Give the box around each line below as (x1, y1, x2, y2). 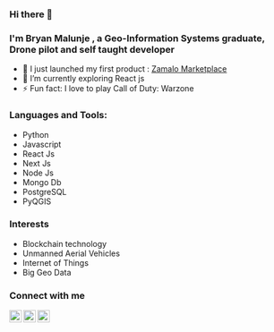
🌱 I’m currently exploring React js (21, 73, 145, 84)
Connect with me (9, 289, 85, 302)
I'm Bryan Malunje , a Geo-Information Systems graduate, (9, 31, 266, 44)
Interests (9, 218, 49, 231)
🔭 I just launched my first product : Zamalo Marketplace (21, 64, 227, 74)
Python (21, 129, 49, 140)
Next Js (21, 157, 52, 168)
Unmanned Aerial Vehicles (21, 248, 121, 259)
